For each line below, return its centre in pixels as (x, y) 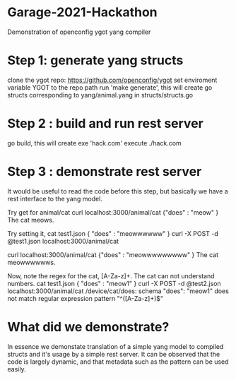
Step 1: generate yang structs (95, 60)
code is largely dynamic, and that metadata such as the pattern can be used (118, 362)
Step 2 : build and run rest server (105, 124)
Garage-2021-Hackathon (82, 12)
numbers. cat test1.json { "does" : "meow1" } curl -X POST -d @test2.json (114, 283)
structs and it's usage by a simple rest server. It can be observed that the (114, 354)
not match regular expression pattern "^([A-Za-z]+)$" (85, 298)
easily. (17, 369)
